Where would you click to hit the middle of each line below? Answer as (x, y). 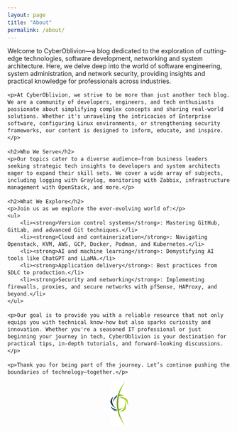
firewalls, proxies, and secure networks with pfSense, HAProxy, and (112, 287)
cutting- (215, 51)
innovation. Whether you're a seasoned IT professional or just (104, 330)
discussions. (204, 344)
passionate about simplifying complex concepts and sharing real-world (115, 109)
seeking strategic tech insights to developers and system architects (114, 166)
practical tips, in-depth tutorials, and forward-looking (95, 344)
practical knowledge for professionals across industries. (89, 81)
